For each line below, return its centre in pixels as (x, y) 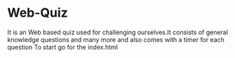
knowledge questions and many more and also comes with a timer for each (116, 39)
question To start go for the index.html (62, 47)
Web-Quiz (38, 13)
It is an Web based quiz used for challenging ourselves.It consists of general (117, 32)
